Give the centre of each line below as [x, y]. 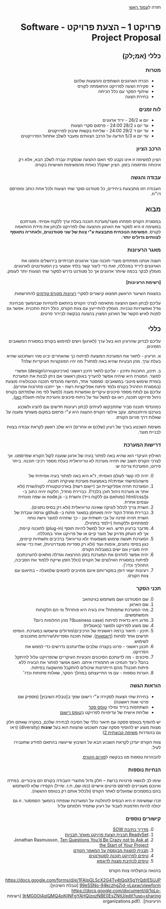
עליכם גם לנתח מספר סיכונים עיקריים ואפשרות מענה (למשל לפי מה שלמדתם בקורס [83, 392]
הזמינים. [153, 346]
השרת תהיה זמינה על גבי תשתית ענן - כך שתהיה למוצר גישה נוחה [88, 518]
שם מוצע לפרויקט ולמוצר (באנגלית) [116, 625]
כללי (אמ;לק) [142, 56]
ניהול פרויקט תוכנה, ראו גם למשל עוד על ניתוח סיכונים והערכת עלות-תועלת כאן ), [86, 397]
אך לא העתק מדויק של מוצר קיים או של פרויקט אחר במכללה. [92, 534]
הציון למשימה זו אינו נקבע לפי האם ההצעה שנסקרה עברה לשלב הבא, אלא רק [90, 159]
